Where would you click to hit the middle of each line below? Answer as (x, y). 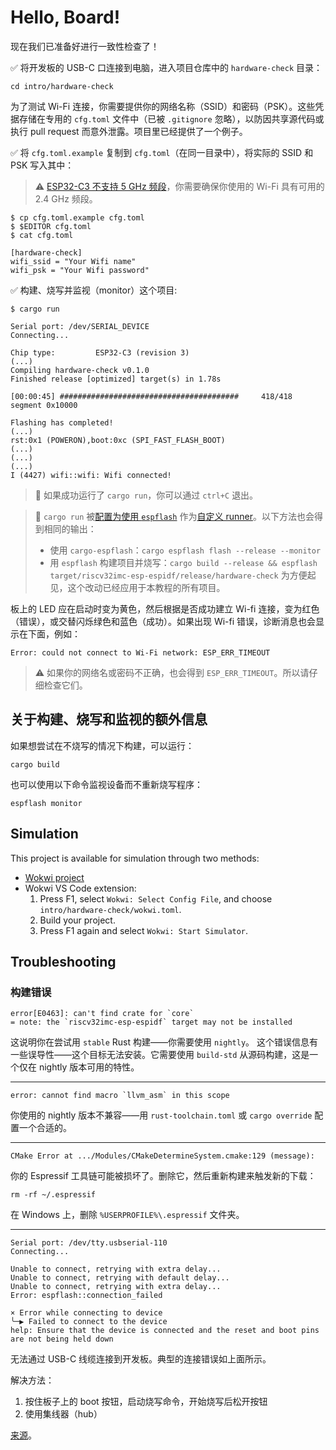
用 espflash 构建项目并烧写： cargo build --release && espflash (183, 562)
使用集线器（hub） (63, 1414)
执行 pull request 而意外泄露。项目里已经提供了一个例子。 (129, 131)
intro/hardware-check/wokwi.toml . (110, 909)
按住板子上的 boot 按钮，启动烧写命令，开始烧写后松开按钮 (146, 1402)
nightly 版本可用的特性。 (89, 1067)
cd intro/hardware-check (62, 86)
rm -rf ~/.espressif (53, 1195)
